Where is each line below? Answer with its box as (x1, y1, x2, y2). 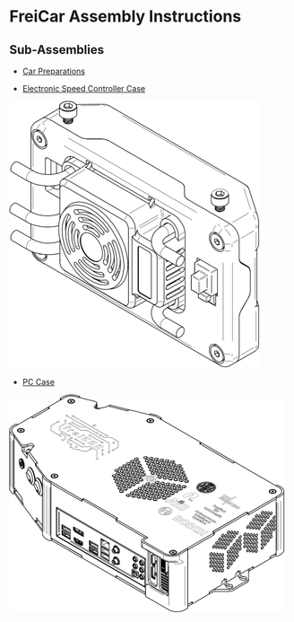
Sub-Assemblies (9, 42, 105, 57)
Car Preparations (22, 66, 85, 76)
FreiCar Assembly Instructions (9, 6, 242, 27)
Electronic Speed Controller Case (22, 83, 146, 93)
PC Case (22, 377, 56, 387)
